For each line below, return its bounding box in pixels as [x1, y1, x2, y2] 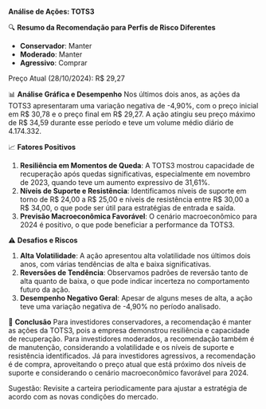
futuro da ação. [19, 285, 71, 294]
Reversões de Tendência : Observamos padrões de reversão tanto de [19, 268, 248, 277]
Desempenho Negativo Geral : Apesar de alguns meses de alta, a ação [19, 293, 253, 302]
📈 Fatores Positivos [8, 143, 76, 151]
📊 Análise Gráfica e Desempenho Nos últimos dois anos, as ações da [8, 89, 241, 99]
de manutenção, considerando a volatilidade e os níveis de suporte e [8, 343, 235, 352]
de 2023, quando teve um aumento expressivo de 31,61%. [19, 178, 210, 187]
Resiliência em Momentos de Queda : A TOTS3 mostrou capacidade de [19, 161, 255, 170]
